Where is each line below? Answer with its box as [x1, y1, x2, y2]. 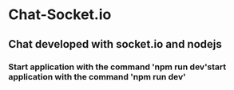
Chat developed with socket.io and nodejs [8, 37, 222, 51]
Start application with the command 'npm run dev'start [8, 61, 227, 72]
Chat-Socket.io [8, 6, 112, 24]
